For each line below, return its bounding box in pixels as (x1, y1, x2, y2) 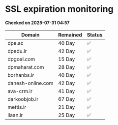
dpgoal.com (7, 56, 35, 62)
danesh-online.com (7, 80, 54, 87)
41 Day (58, 88, 75, 94)
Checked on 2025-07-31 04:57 (5, 20, 70, 26)
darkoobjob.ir (7, 95, 38, 102)
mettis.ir (7, 103, 27, 110)
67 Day (58, 95, 75, 102)
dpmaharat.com (7, 63, 44, 70)
